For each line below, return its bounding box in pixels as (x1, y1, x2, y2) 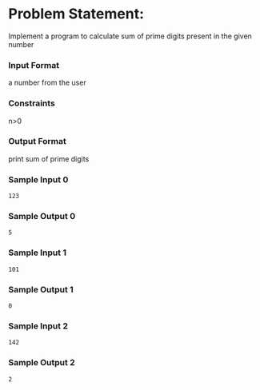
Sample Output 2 (8, 357, 75, 368)
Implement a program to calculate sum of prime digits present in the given (8, 31, 252, 41)
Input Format (8, 59, 60, 70)
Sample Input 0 (8, 173, 69, 185)
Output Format (8, 136, 66, 147)
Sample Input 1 (8, 247, 66, 258)
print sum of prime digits (8, 153, 90, 164)
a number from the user (8, 78, 86, 88)
